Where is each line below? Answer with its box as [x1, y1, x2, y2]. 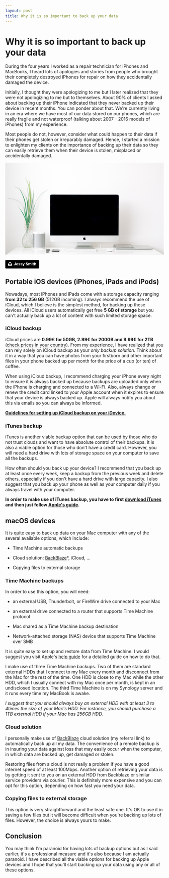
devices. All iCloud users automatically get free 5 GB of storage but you [5, 307, 154, 313]
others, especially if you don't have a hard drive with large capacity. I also [5, 476, 158, 482]
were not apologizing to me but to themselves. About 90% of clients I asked [5, 95, 162, 101]
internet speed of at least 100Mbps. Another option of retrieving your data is [5, 766, 163, 772]
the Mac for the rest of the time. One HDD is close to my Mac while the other [5, 674, 164, 680]
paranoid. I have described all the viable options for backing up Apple [5, 856, 149, 862]
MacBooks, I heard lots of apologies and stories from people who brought [5, 69, 158, 75]
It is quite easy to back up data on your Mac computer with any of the [5, 530, 149, 536]
